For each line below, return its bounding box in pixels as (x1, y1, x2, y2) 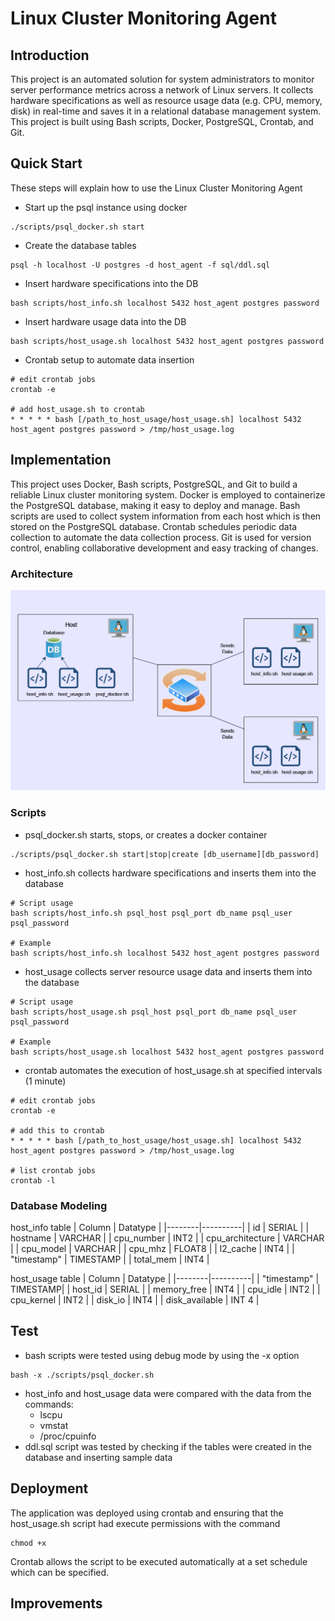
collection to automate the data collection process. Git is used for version (10, 531, 312, 543)
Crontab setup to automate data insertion (24, 353, 195, 366)
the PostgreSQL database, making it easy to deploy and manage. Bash (10, 499, 301, 511)
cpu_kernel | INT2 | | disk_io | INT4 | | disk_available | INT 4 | (10, 1293, 260, 1306)
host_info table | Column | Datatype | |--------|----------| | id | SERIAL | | (10, 1221, 310, 1233)
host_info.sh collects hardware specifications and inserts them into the (24, 867, 317, 879)
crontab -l (10, 1175, 56, 1186)
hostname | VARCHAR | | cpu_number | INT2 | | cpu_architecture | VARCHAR (10, 1232, 325, 1244)
